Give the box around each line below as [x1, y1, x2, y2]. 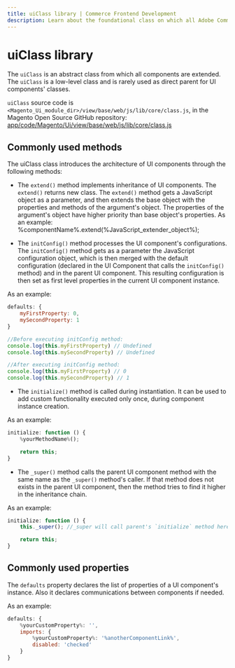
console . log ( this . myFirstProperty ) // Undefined [7, 342, 152, 349]
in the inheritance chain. [17, 490, 87, 498]
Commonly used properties [7, 562, 129, 574]
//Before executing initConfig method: [7, 336, 124, 343]
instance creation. [17, 402, 70, 410]
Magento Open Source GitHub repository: [7, 114, 127, 122]
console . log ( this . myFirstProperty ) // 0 [7, 368, 127, 375]
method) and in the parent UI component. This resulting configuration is [17, 269, 225, 278]
